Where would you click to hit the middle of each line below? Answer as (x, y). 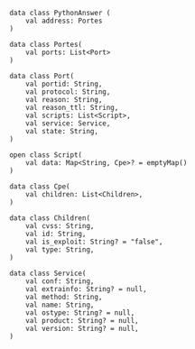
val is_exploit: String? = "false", (94, 242)
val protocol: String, (68, 92)
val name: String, (60, 305)
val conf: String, (60, 281)
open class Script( (46, 155)
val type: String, (60, 250)
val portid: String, (64, 84)
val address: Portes (64, 21)
